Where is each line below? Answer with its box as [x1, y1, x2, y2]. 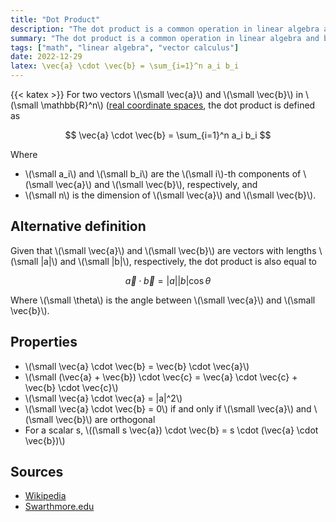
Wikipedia [24, 490, 67, 502]
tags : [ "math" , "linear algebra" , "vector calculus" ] [10, 42, 240, 53]
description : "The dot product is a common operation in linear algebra [10, 24, 320, 34]
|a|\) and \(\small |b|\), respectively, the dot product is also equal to [40, 255, 317, 267]
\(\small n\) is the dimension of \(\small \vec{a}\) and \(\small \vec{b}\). [24, 189, 317, 201]
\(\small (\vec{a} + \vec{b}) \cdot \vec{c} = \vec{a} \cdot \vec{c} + [24, 371, 298, 383]
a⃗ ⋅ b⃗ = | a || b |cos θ [124, 274, 212, 286]
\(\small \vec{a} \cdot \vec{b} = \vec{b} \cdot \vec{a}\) [24, 360, 250, 372]
